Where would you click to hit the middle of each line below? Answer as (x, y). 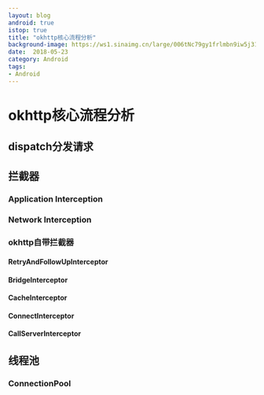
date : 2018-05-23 (38, 52)
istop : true (27, 30)
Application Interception (56, 199)
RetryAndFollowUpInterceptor (58, 261)
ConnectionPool (40, 383)
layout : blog (29, 15)
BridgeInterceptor (38, 279)
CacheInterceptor (38, 298)
